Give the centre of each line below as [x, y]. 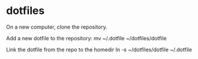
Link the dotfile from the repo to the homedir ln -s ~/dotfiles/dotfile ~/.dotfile [99, 49]
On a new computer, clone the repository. [57, 27]
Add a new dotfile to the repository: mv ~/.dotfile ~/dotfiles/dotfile [87, 38]
